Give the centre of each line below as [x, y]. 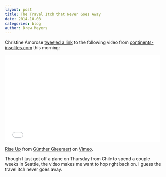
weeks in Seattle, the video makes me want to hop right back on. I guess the [83, 164]
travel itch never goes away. [34, 169]
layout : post [19, 10]
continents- [141, 42]
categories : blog [23, 24]
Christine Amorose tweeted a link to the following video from [67, 42]
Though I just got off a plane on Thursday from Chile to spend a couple [78, 159]
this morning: [47, 48]
